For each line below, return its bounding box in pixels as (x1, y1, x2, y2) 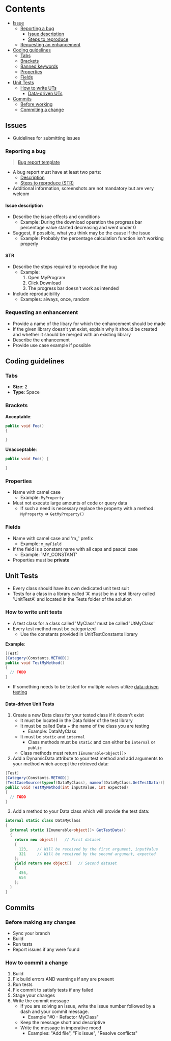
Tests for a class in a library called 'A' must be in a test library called (12, 591, 155, 597)
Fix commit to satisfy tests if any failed (12, 987, 94, 993)
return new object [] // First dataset (14, 837, 101, 842)
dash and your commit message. (20, 1008, 89, 1015)
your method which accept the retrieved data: (12, 761, 109, 767)
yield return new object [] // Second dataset (14, 861, 117, 866)
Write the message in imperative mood (20, 1025, 102, 1031)
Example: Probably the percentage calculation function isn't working (20, 235, 164, 242)
